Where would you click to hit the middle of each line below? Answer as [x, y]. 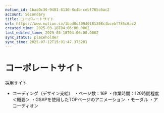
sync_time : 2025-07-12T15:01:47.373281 [46, 42]
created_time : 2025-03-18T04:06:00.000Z [48, 28]
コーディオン [25, 106]
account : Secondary [25, 14]
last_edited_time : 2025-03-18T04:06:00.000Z [52, 33]
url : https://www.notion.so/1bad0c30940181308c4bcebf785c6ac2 [71, 24]
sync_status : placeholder [32, 38]
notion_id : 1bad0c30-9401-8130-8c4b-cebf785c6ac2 [57, 10]
